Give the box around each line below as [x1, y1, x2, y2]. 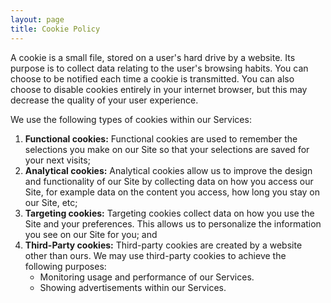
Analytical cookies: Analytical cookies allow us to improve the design [24, 164, 313, 176]
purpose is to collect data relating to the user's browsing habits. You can [10, 62, 309, 74]
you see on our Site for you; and [24, 228, 158, 240]
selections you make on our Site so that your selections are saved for [24, 143, 310, 155]
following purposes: [24, 260, 107, 272]
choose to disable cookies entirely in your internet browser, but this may [10, 83, 308, 95]
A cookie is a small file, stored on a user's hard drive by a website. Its [10, 51, 296, 63]
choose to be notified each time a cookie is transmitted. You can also [10, 72, 295, 85]
